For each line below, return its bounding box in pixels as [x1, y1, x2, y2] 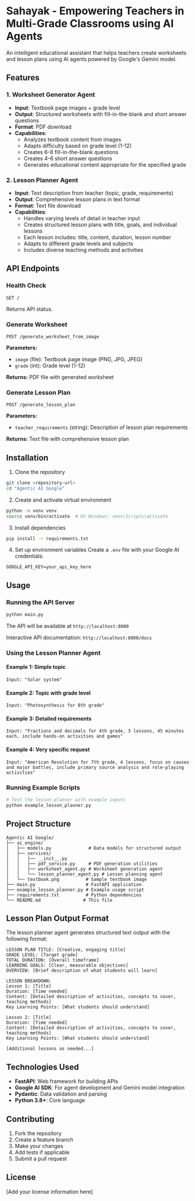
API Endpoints [6, 264, 60, 274]
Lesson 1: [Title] [6, 983, 52, 989]
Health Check [6, 282, 46, 290]
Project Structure [6, 819, 71, 829]
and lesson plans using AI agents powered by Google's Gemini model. [6, 55, 177, 62]
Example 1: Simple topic [6, 664, 66, 671]
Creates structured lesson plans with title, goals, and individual [23, 221, 177, 228]
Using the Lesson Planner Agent [6, 649, 101, 657]
